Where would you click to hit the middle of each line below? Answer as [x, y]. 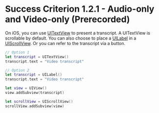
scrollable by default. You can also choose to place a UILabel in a [71, 38]
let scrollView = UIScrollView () [39, 101]
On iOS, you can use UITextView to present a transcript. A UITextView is [78, 33]
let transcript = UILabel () [34, 75]
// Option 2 [17, 70]
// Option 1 [17, 52]
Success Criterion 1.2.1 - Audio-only [80, 9]
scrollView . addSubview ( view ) [35, 106]
